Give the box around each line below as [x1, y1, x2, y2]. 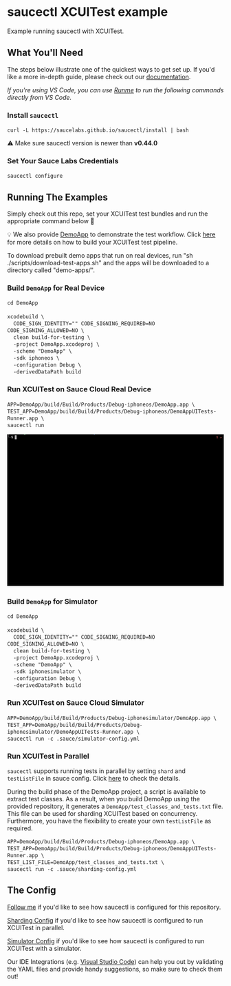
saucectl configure [7, 173, 63, 180]
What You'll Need [7, 47, 84, 59]
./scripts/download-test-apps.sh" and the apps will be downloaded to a [7, 259, 210, 267]
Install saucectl [7, 110, 59, 120]
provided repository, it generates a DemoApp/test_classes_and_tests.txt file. [7, 802, 223, 810]
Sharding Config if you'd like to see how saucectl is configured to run [7, 916, 203, 924]
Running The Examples [7, 191, 109, 203]
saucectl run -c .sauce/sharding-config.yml [7, 865, 137, 872]
